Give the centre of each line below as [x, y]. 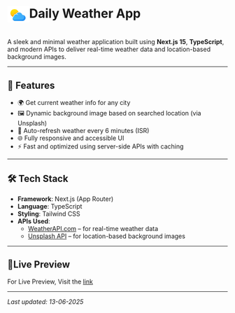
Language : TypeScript [50, 206]
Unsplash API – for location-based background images [106, 236]
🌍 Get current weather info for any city [74, 103]
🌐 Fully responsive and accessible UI [71, 138]
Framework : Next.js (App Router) [65, 199]
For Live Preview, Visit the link [50, 281]
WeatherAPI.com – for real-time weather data [93, 229]
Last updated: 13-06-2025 [45, 301]
